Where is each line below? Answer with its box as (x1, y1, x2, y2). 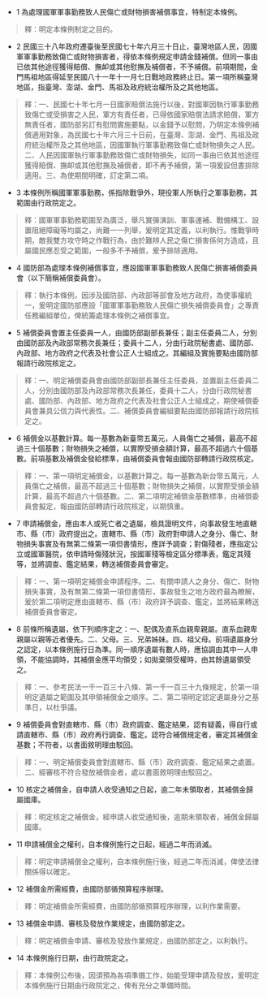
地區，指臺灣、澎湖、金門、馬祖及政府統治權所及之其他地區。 (15, 82, 223, 92)
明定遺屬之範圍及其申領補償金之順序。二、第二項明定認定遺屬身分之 (24, 693, 252, 702)
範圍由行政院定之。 (15, 198, 81, 207)
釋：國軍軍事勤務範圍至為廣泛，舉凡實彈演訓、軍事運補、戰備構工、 (24, 215, 252, 225)
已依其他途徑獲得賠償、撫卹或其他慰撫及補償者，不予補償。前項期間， (15, 62, 252, 71)
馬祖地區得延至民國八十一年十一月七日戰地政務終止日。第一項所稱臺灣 (23, 72, 258, 81)
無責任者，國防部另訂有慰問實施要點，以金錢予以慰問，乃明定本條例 (24, 120, 252, 129)
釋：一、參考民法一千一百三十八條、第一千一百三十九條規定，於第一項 (24, 682, 260, 692)
